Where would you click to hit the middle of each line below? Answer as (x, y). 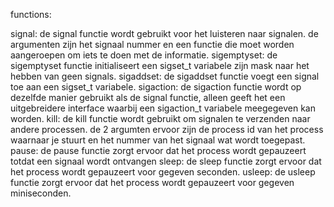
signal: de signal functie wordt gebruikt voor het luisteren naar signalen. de (164, 33)
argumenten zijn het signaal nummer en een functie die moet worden (152, 44)
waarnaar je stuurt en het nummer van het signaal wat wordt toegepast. (158, 140)
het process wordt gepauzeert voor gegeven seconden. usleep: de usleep (163, 172)
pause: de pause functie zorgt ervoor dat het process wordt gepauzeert (158, 150)
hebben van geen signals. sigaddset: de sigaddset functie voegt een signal (165, 76)
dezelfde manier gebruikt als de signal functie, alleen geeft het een (148, 97)
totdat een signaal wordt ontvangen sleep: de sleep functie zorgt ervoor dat (166, 161)
